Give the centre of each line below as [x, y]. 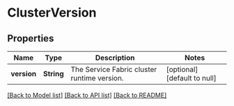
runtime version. [97, 78]
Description [115, 58]
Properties [31, 38]
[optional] [182, 69]
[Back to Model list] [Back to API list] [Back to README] [87, 95]
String [53, 74]
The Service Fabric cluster [114, 69]
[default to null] [192, 78]
